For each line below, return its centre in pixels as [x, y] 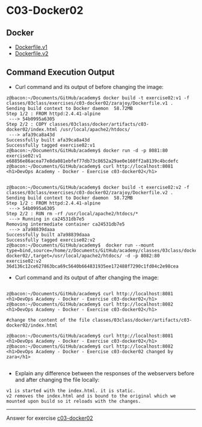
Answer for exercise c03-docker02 [50, 418]
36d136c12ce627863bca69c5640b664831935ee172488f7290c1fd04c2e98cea [93, 266]
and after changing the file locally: [57, 379]
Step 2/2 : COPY [26, 124]
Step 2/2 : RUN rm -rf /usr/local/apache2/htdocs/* [72, 213]
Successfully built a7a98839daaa [48, 235]
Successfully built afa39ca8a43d [48, 140]
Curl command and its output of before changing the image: [89, 87]
